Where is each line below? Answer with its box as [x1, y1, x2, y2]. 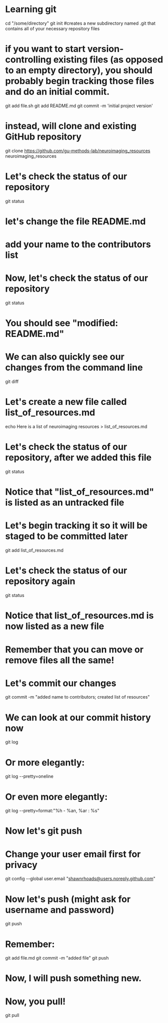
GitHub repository [5, 131, 82, 143]
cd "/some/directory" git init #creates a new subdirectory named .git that [5, 20, 156, 26]
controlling [5, 54, 52, 65]
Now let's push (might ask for [5, 893, 131, 905]
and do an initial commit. [5, 86, 110, 98]
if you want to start [5, 43, 86, 55]
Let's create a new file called [5, 396, 127, 407]
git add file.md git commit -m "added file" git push [5, 955, 109, 961]
